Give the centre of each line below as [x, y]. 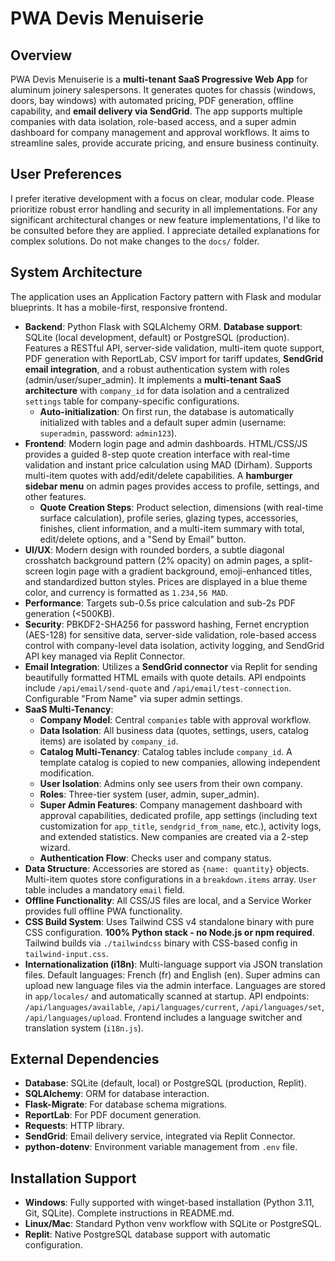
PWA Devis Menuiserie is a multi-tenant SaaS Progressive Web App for [159, 79]
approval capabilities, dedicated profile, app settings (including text [178, 815]
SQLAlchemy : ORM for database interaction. [117, 1094]
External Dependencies [85, 1059]
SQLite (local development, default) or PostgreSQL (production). [157, 337]
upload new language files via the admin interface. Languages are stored [175, 985]
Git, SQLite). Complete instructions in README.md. [129, 1213]
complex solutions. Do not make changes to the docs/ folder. [135, 241]
